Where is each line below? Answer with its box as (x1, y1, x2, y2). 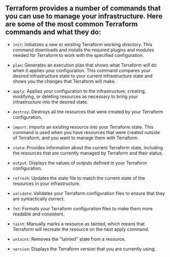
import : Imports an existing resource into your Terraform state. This (12, 124, 154, 130)
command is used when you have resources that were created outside (12, 129, 160, 135)
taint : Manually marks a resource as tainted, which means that (12, 220, 145, 227)
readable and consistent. (12, 211, 65, 217)
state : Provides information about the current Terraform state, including (12, 144, 163, 150)
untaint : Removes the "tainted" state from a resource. (12, 236, 126, 242)
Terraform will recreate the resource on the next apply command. (12, 226, 150, 232)
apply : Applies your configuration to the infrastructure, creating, (12, 88, 146, 94)
